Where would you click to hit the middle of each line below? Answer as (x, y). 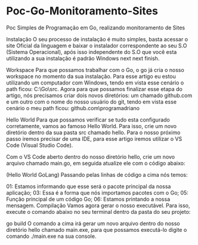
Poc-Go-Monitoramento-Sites (82, 11)
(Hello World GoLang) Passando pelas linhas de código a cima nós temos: (97, 174)
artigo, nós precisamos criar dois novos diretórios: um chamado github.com (99, 95)
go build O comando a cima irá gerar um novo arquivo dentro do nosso (93, 223)
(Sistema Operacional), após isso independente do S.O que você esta (92, 52)
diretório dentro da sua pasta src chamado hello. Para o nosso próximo (93, 132)
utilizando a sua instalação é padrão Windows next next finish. (83, 58)
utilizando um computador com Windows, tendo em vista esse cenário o (95, 83)
